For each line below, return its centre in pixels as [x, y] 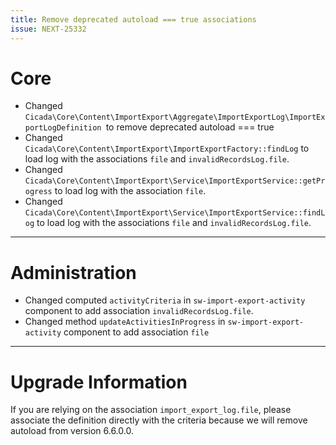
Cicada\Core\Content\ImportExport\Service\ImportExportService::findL [175, 213]
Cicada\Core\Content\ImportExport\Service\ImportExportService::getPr [175, 181]
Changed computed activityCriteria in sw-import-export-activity [165, 300]
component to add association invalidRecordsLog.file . [139, 311]
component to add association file [136, 332]
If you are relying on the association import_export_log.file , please [151, 410]
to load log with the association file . [130, 191]
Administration [73, 272]
